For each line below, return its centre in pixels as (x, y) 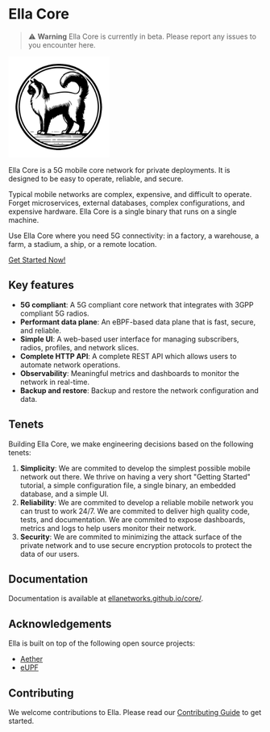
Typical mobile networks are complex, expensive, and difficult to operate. (130, 194)
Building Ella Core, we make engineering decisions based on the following (131, 444)
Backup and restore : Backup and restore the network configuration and (139, 390)
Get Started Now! (37, 260)
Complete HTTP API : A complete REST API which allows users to (128, 356)
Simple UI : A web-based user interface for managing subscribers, (129, 339)
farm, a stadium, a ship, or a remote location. (83, 244)
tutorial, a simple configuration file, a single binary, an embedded (128, 485)
